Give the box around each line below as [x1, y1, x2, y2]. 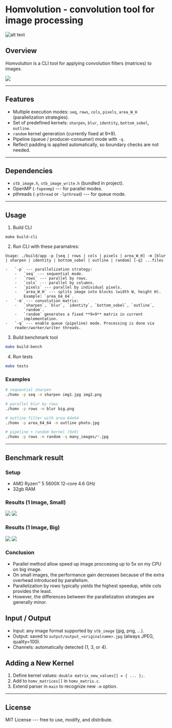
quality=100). [12, 639, 41, 645]
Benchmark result [5, 453, 64, 462]
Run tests [12, 354, 33, 360]
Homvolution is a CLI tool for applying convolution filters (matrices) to [5, 60, 152, 66]
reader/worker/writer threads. [14, 325, 81, 331]
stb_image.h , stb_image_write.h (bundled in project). [12, 180, 124, 186]
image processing [5, 14, 83, 26]
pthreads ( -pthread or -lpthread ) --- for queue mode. [12, 191, 126, 197]
